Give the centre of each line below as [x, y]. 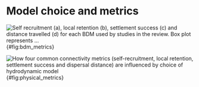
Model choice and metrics [72, 11]
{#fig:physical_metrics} [35, 77]
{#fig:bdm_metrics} [30, 47]
